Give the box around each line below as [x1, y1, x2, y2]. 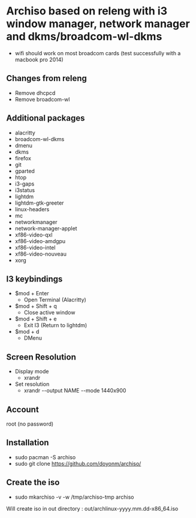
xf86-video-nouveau [14, 250, 67, 257]
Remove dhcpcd [14, 89, 56, 97]
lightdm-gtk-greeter [14, 199, 64, 206]
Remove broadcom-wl [14, 95, 70, 103]
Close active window [23, 309, 76, 316]
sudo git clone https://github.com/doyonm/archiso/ [14, 460, 141, 467]
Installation [6, 438, 49, 448]
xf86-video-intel [14, 244, 56, 251]
